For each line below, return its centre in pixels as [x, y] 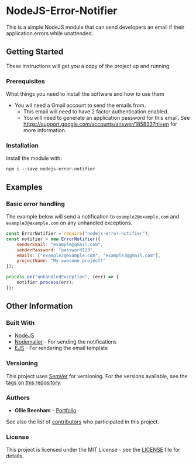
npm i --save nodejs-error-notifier [51, 169]
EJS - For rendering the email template [61, 348]
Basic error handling [36, 204]
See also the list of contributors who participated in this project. [83, 422]
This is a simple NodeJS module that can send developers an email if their [95, 27]
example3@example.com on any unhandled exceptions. [69, 223]
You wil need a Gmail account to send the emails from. [80, 105]
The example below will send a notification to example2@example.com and [93, 217]
